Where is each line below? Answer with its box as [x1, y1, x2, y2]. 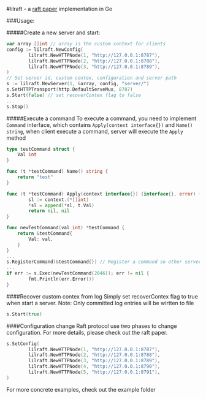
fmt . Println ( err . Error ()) [28, 276, 95, 282]
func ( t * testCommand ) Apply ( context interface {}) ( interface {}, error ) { [6, 191, 202, 197]
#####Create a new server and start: [6, 29, 101, 36]
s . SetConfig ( [6, 340, 40, 347]
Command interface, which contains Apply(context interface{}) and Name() [6, 121, 193, 128]
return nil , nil [28, 208, 70, 214]
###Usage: [6, 17, 35, 24]
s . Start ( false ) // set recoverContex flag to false [6, 92, 141, 98]
